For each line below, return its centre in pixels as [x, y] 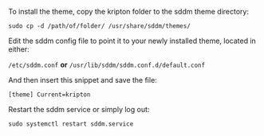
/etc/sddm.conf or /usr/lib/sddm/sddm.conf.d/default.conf [107, 64]
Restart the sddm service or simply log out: [79, 109]
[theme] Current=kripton [49, 95]
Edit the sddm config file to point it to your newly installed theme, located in [132, 41]
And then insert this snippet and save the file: [83, 80]
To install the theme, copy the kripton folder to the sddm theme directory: [129, 12]
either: [19, 49]
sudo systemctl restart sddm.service [71, 124]
